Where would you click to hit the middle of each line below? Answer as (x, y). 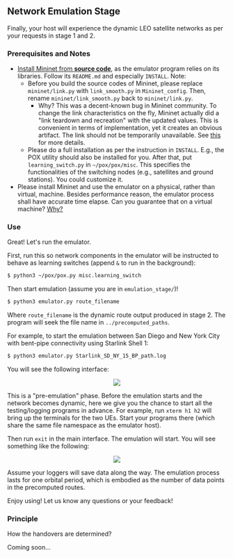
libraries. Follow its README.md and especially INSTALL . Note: (102, 76)
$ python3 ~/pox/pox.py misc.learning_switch (74, 276)
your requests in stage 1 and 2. (51, 35)
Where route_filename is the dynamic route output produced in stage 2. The (116, 315)
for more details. (62, 142)
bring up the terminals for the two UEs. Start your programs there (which (111, 418)
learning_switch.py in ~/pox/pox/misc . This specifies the (109, 165)
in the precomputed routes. (46, 487)
